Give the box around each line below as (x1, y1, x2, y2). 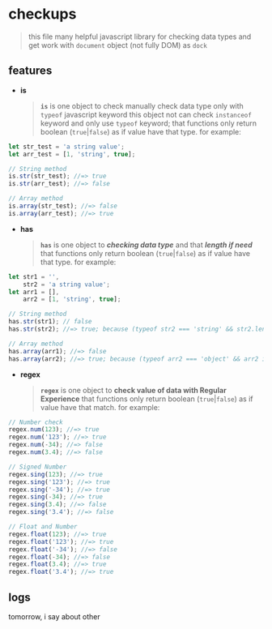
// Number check (8, 418, 63, 426)
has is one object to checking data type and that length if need (40, 240, 253, 250)
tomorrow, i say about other (8, 611, 101, 621)
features (8, 64, 53, 78)
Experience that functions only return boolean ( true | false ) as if (40, 394, 253, 404)
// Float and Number (8, 523, 79, 531)
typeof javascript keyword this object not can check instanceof (40, 109, 253, 119)
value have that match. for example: (40, 402, 160, 412)
